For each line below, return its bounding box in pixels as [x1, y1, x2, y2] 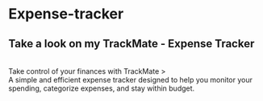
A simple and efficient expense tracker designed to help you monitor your [8, 75, 253, 84]
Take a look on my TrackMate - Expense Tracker [8, 37, 255, 50]
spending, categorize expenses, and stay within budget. [8, 83, 195, 93]
